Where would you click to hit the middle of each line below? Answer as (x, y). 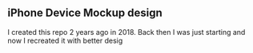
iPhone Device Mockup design (85, 13)
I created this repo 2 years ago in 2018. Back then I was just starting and (127, 32)
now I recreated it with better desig (65, 40)
